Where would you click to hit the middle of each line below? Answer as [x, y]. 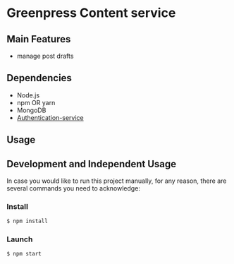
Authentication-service [50, 117]
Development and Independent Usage [92, 164]
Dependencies [39, 78]
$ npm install [27, 221]
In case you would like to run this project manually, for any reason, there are [117, 181]
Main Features [39, 39]
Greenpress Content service [91, 13]
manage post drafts [45, 56]
